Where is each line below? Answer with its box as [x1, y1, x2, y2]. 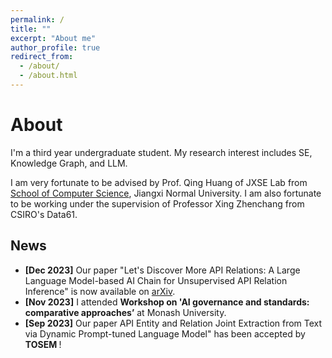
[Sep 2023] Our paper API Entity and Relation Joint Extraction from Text [24, 317, 323, 329]
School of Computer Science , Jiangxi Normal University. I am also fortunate [10, 187, 322, 199]
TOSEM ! [24, 338, 62, 350]
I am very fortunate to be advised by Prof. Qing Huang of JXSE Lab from [10, 176, 308, 188]
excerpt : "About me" [10, 33, 97, 43]
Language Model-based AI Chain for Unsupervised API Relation [24, 274, 288, 286]
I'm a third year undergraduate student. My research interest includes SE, [10, 146, 313, 158]
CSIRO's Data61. [10, 208, 78, 220]
